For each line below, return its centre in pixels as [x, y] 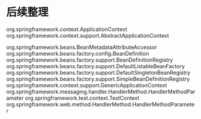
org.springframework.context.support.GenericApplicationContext [87, 85]
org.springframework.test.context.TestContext [82, 98]
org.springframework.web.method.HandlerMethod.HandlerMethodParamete [100, 104]
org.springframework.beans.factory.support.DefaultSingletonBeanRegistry [98, 72]
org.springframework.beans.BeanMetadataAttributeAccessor [82, 47]
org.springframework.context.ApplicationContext [67, 29]
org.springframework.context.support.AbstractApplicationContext [88, 35]
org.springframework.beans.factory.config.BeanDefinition [78, 53]
